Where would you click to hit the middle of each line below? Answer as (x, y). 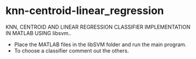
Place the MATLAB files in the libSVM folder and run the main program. (100, 44)
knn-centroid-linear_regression (85, 11)
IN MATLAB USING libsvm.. (39, 33)
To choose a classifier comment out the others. (71, 50)
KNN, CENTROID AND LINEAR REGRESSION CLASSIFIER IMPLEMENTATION (98, 27)
